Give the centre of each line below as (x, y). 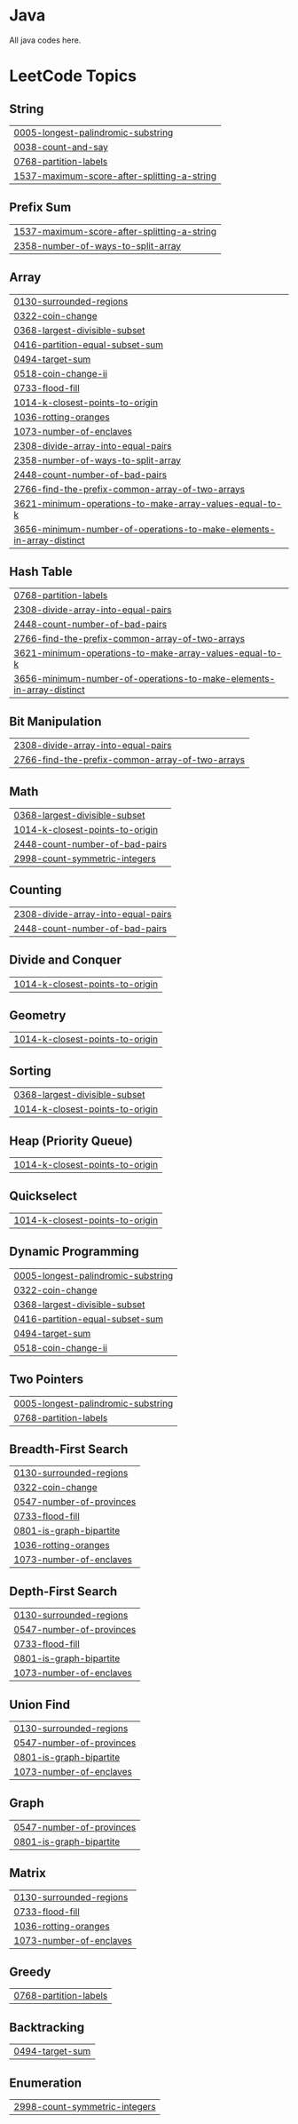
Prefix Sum (40, 208)
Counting (35, 890)
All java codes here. (45, 40)
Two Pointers (47, 1380)
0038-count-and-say (61, 147)
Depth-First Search (63, 1591)
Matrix (27, 1873)
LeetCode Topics (73, 76)
